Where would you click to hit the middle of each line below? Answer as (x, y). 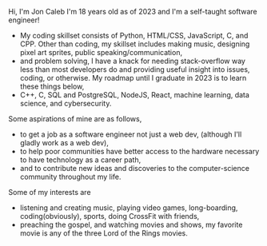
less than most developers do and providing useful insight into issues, (135, 69)
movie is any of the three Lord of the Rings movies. (104, 233)
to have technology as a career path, (80, 160)
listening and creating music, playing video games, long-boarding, (129, 208)
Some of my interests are (50, 192)
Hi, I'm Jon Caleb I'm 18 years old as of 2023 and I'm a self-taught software (133, 12)
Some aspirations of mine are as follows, (75, 119)
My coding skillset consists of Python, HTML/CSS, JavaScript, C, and (134, 36)
